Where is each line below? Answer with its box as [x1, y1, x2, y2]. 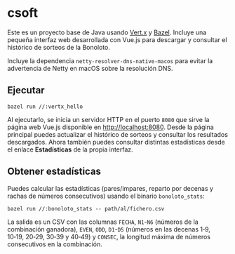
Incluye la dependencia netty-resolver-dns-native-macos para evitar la [7, 56, 213, 65]
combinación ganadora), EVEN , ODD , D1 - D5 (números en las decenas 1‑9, [7, 225, 210, 233]
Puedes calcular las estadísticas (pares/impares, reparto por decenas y [7, 184, 214, 192]
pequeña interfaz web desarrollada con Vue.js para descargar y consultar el [7, 35, 227, 44]
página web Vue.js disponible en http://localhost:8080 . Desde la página [7, 123, 214, 131]
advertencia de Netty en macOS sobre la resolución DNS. [7, 64, 173, 72]
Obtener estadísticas [7, 166, 102, 178]
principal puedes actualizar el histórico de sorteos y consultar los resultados [7, 130, 228, 138]
